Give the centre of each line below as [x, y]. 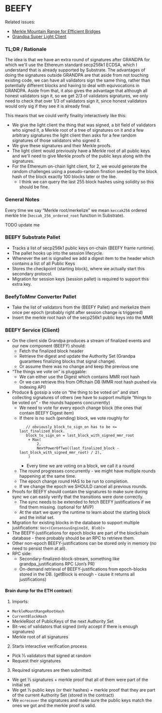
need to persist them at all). [39, 548]
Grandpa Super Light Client [39, 36]
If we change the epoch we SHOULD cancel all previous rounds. [83, 487]
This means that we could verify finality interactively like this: [66, 116]
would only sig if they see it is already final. [48, 106]
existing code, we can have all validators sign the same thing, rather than [78, 80]
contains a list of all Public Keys [44, 263]
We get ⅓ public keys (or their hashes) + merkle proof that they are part [84, 690]
